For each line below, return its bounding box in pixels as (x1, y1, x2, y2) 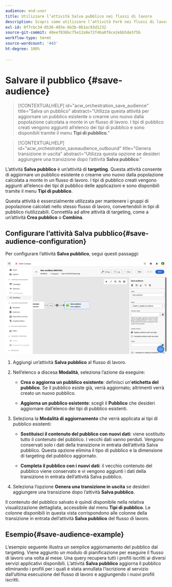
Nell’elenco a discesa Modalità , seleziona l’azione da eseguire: (12, 369, 145, 375)
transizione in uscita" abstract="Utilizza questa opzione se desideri (17, 151, 160, 157)
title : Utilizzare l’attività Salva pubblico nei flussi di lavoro (5, 13, 153, 19)
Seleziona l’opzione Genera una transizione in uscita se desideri (12, 484, 150, 490)
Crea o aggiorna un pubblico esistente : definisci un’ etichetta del (20, 379, 159, 386)
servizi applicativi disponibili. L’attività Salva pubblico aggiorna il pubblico (5, 560, 161, 566)
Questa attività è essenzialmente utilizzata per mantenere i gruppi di (5, 198, 149, 204)
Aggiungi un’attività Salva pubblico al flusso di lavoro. (12, 359, 126, 365)
